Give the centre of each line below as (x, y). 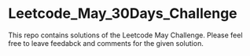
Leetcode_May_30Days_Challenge (123, 14)
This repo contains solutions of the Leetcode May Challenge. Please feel (125, 35)
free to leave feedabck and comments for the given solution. (106, 43)
